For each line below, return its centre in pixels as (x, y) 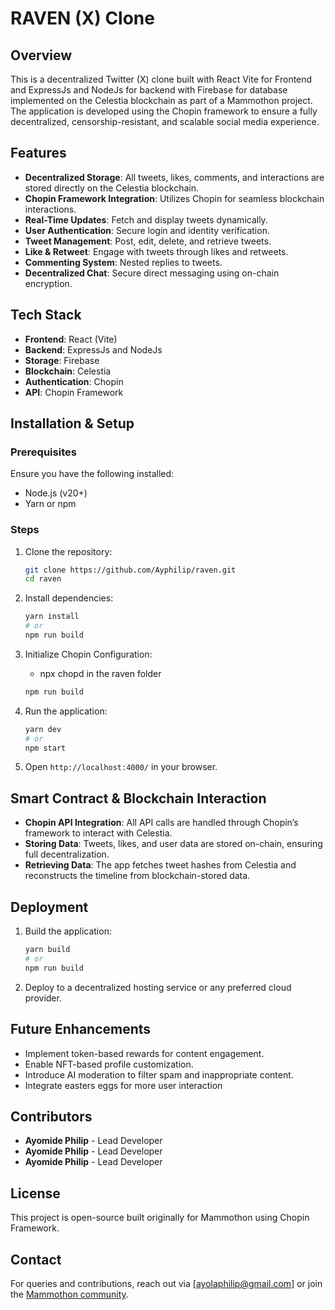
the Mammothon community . (69, 1294)
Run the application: (66, 711)
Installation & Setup (72, 423)
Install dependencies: (69, 598)
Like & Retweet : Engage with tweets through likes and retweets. (156, 251)
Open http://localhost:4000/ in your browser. (121, 767)
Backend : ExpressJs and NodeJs (93, 349)
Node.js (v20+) (56, 493)
